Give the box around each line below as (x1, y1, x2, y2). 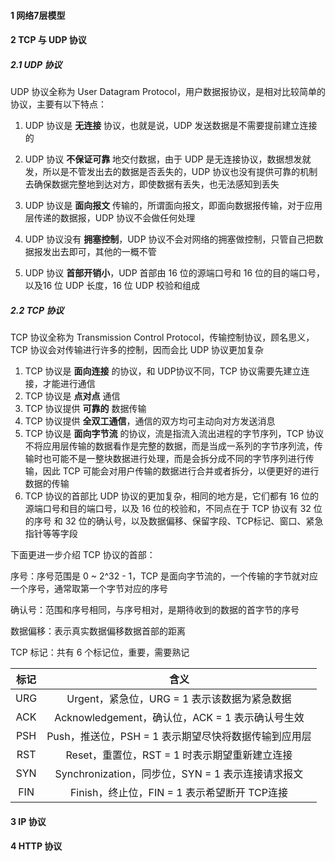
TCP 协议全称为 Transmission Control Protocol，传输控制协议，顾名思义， (10, 331, 315, 344)
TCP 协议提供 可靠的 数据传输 (24, 403, 147, 415)
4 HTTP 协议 (10, 840, 63, 852)
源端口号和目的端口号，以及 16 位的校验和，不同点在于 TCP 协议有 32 (24, 503, 312, 515)
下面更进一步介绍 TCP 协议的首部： (10, 549, 156, 561)
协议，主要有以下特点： (10, 98, 107, 110)
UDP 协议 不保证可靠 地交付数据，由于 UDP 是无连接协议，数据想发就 (24, 153, 312, 165)
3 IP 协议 (10, 815, 47, 827)
